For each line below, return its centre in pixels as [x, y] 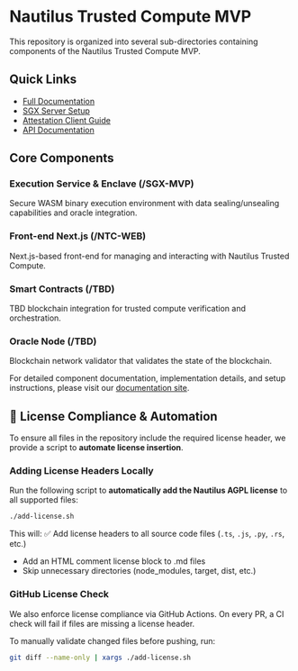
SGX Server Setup [56, 111]
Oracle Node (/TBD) [53, 341]
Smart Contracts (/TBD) [62, 288]
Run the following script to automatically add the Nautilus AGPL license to [149, 490]
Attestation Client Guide [66, 120]
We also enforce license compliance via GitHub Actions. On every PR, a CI [147, 613]
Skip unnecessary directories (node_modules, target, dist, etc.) [139, 571]
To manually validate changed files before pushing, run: [113, 640]
